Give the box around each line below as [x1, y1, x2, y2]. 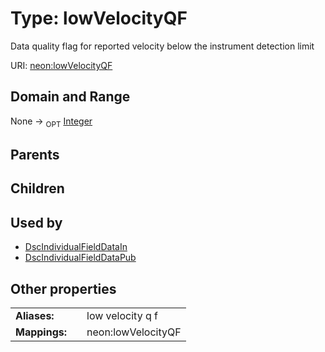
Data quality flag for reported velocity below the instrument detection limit [10, 40, 315, 52]
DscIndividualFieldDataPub [24, 252, 137, 264]
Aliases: [15, 308, 55, 322]
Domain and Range [10, 88, 131, 106]
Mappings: [15, 325, 68, 339]
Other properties [10, 280, 117, 297]
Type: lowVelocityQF [10, 7, 188, 30]
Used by [10, 214, 63, 231]
